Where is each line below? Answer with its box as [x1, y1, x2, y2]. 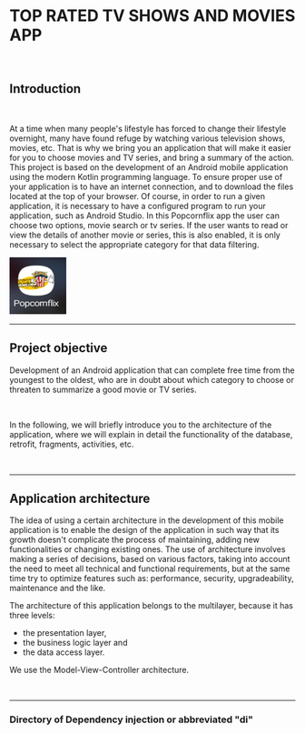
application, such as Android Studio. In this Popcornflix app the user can [9, 210, 280, 221]
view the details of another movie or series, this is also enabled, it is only [9, 229, 281, 240]
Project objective [9, 340, 108, 356]
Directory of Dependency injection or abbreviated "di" [9, 713, 254, 726]
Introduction [9, 81, 82, 96]
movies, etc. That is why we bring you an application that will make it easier [9, 142, 292, 153]
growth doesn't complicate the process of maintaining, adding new [9, 534, 261, 546]
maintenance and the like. [9, 583, 106, 594]
